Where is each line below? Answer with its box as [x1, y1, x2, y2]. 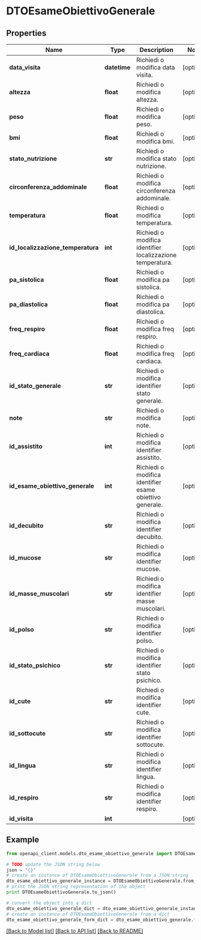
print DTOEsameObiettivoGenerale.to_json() [6, 889, 117, 895]
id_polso [9, 625, 34, 633]
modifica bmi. [136, 138, 175, 145]
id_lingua [9, 761, 36, 770]
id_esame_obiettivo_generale [9, 482, 95, 490]
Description [139, 46, 173, 54]
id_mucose [9, 554, 42, 561]
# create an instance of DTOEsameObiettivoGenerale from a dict [6, 911, 170, 917]
